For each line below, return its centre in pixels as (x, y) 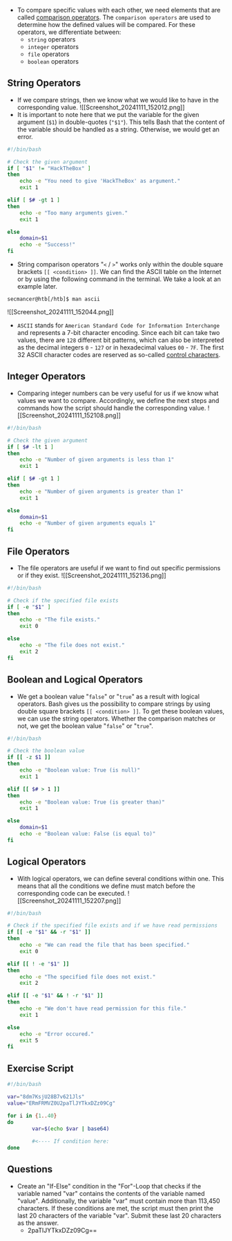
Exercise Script (40, 1068)
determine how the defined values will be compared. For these (106, 25)
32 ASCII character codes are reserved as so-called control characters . (119, 355)
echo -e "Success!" (48, 245)
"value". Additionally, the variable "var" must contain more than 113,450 (118, 1201)
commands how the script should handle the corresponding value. (112, 408)
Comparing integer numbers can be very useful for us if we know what (118, 393)
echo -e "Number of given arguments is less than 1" (97, 460)
